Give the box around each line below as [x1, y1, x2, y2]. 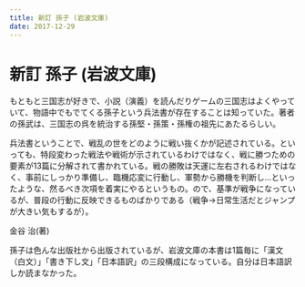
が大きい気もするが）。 [9, 206, 94, 217]
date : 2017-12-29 [9, 22, 76, 31]
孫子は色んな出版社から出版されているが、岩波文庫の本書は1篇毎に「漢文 [9, 245, 284, 256]
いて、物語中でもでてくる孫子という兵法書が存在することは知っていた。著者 [9, 107, 295, 118]
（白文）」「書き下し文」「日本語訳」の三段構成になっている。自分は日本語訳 [9, 256, 293, 267]
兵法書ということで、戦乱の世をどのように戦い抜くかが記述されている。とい [9, 138, 296, 149]
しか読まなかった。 [9, 268, 82, 279]
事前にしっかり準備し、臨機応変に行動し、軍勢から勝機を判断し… [25, 172, 272, 183]
